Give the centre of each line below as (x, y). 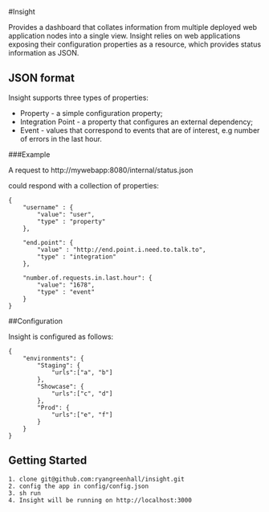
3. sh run (25, 493)
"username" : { (48, 207)
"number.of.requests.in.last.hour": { (88, 278)
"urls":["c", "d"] (82, 394)
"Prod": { (53, 407)
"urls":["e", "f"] (82, 415)
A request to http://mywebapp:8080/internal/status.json (101, 170)
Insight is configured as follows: (61, 337)
